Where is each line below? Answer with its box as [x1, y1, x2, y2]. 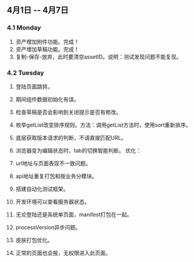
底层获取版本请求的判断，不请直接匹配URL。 [15, 134, 127, 141]
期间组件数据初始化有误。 [15, 95, 80, 103]
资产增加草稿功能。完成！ [15, 45, 80, 52]
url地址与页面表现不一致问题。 [15, 160, 91, 167]
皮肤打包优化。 [15, 236, 53, 243]
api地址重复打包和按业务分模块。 [15, 172, 98, 179]
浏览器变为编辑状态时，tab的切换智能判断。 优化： [15, 146, 142, 154]
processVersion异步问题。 [15, 223, 81, 231]
